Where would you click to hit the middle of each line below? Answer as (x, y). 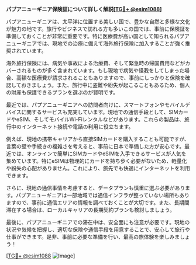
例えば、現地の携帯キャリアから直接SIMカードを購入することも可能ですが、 (98, 139)
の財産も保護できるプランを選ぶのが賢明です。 (62, 92)
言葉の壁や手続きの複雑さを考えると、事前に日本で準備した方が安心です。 (95, 146)
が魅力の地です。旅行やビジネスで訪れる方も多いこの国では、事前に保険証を (98, 29)
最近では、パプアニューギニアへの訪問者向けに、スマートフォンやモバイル (96, 105)
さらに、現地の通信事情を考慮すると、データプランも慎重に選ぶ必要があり (96, 188)
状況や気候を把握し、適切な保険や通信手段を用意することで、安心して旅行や (98, 229)
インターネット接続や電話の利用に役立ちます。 (78, 127)
